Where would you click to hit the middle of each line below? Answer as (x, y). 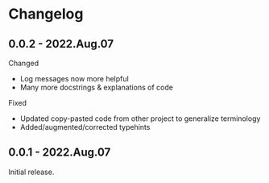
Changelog (46, 14)
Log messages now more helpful (74, 79)
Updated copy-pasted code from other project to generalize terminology (140, 119)
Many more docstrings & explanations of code (96, 87)
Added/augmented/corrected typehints (85, 127)
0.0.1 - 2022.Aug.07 (60, 153)
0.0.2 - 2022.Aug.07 (61, 44)
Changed (23, 63)
